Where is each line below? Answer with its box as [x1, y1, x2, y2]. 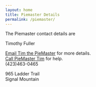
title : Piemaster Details [5, 12, 60, 17]
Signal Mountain [5, 76, 39, 82]
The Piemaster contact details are [5, 31, 76, 37]
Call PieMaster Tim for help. [5, 56, 63, 62]
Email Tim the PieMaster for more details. [5, 50, 91, 56]
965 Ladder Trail [5, 71, 40, 77]
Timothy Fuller [5, 40, 35, 47]
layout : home [5, 7, 33, 13]
